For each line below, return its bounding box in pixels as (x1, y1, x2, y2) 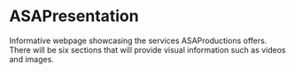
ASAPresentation (9, 6, 139, 26)
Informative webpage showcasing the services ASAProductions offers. (9, 35, 268, 46)
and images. (9, 54, 55, 64)
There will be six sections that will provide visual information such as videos (9, 44, 286, 55)
